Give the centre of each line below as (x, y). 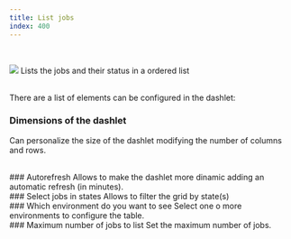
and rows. (28, 150)
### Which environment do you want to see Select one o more (126, 206)
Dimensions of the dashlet (68, 121)
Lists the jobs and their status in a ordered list (105, 70)
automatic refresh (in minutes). (67, 187)
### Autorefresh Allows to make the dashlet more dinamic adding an (137, 177)
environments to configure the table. (77, 215)
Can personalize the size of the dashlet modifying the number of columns (145, 140)
